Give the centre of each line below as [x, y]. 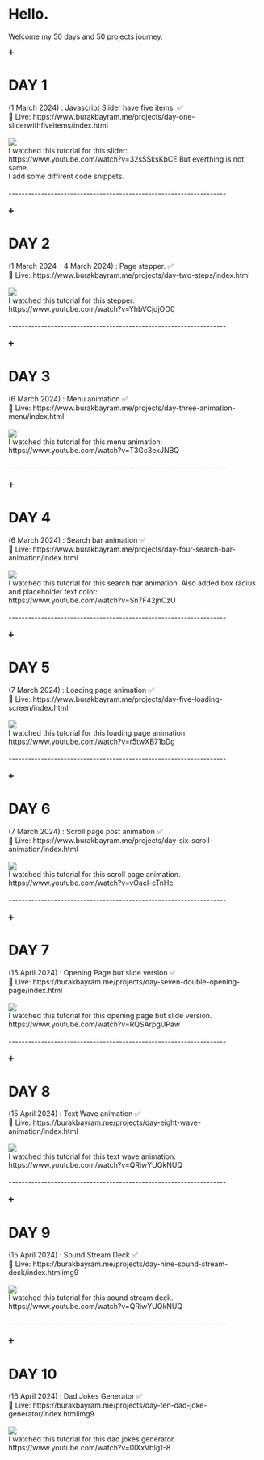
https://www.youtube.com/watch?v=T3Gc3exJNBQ [94, 450]
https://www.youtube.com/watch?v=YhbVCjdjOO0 [92, 308]
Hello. [29, 14]
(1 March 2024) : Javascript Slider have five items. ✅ [96, 107]
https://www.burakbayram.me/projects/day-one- [114, 116]
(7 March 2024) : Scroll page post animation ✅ [86, 831]
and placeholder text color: [53, 591]
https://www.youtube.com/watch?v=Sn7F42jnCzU [92, 600]
